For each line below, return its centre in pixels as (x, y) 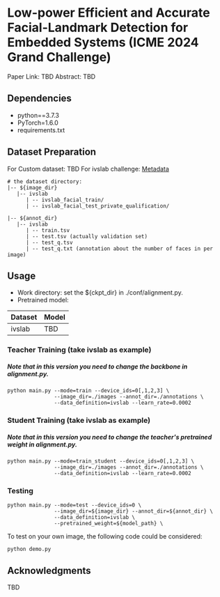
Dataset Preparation (52, 152)
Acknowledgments (49, 570)
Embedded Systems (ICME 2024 (103, 42)
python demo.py (29, 549)
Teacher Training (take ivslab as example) (79, 350)
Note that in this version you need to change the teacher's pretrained (110, 437)
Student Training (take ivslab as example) (79, 421)
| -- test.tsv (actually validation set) (87, 236)
